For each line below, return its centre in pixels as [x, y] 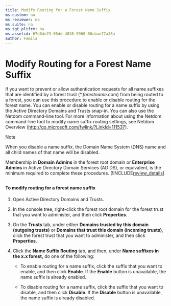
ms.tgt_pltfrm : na [25, 29]
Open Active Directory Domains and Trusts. [58, 199]
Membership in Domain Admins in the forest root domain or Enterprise [80, 162]
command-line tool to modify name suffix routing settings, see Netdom [80, 121]
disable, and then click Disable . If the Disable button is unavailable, [91, 292]
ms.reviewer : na [22, 19]
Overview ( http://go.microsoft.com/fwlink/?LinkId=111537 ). [67, 127]
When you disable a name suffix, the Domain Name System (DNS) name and [86, 147]
